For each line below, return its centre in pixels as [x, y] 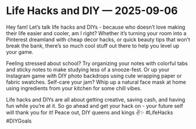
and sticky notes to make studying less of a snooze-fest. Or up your [88, 69]
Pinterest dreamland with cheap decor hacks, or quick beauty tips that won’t [98, 39]
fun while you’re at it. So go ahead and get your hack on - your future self [94, 106]
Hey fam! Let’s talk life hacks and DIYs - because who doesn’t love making [96, 27]
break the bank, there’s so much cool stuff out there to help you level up [93, 46]
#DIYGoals [19, 121]
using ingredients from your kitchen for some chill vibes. [74, 88]
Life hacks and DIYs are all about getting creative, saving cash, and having [96, 99]
